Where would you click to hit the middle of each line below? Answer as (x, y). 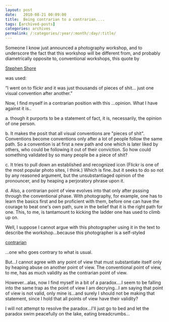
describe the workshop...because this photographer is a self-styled (75, 233)
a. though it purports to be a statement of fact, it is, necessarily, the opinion (83, 118)
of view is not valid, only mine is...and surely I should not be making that (80, 293)
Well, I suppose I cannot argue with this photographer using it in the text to (83, 227)
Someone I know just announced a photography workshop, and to (74, 48)
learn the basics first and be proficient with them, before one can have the (82, 201)
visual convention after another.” (39, 93)
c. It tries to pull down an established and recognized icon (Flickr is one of (82, 165)
